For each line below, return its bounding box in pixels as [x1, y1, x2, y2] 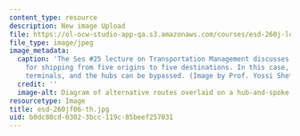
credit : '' [17, 80, 58, 89]
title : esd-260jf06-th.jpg [9, 105, 110, 114]
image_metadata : [9, 47, 70, 55]
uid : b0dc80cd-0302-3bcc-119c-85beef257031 [9, 113, 174, 122]
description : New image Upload [9, 21, 126, 30]
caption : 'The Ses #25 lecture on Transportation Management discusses [17, 55, 290, 64]
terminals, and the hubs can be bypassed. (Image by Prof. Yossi [25, 72, 274, 81]
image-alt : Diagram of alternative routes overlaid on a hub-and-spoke [17, 88, 290, 97]
